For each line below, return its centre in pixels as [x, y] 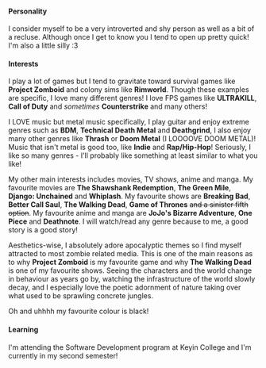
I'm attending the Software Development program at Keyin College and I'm [130, 347]
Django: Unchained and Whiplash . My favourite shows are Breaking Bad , [129, 196]
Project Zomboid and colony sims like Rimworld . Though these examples [129, 90]
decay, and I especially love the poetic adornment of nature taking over [125, 287]
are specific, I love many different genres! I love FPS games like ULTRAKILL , [133, 98]
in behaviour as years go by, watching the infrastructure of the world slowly [132, 279]
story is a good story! [43, 230]
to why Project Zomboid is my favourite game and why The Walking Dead [130, 263]
